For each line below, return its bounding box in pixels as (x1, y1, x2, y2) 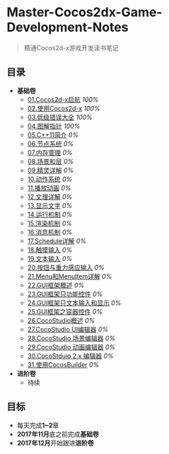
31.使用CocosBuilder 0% (27, 360, 100, 368)
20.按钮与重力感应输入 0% (27, 263, 105, 272)
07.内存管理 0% (27, 148, 73, 156)
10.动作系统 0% (27, 175, 73, 183)
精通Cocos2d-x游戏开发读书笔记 (23, 43, 120, 52)
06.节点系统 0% (27, 139, 74, 148)
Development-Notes (6, 19, 129, 35)
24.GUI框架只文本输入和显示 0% (27, 298, 122, 307)
